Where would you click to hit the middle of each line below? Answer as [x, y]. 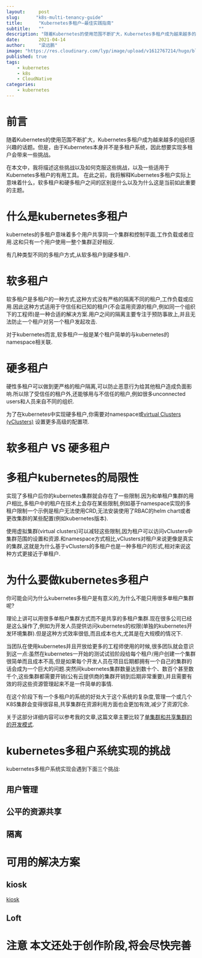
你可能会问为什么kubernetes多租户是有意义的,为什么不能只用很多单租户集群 [100, 598]
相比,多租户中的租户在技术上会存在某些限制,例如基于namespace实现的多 [101, 503]
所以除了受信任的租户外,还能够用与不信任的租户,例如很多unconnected [99, 394]
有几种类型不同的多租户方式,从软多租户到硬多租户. [69, 255]
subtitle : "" [25, 29]
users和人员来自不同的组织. [40, 401]
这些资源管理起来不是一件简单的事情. [68, 684]
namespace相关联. [29, 342]
